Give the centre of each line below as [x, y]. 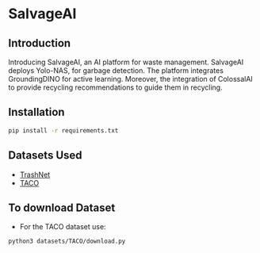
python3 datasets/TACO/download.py [67, 241]
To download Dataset [62, 207]
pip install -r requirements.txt [63, 130]
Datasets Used [45, 155]
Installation [36, 112]
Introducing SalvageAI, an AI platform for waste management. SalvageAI [126, 62]
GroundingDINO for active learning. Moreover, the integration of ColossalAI [131, 79]
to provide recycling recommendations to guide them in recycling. [116, 87]
